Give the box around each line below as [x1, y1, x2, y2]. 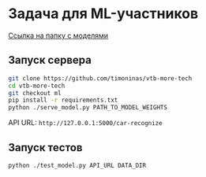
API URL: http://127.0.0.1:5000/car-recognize [8, 118, 163, 127]
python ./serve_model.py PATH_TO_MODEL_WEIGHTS [8, 104, 168, 112]
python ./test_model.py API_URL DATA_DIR [8, 161, 147, 169]
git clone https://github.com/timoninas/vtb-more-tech [8, 74, 193, 83]
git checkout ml [8, 89, 62, 97]
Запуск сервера [8, 53, 92, 67]
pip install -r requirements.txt [8, 96, 118, 105]
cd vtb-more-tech [8, 82, 66, 90]
